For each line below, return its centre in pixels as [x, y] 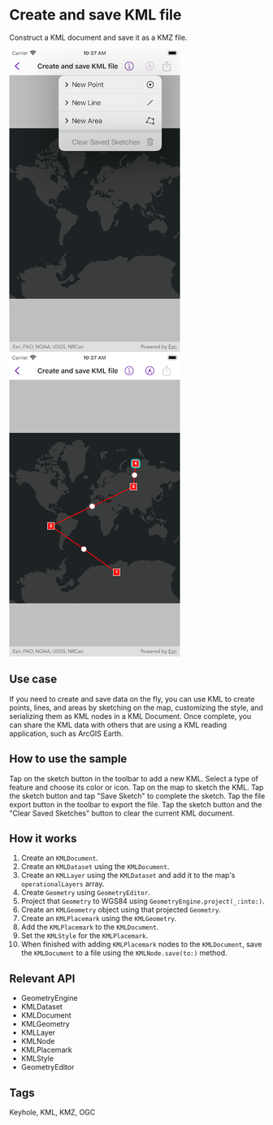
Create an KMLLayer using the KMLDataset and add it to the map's [128, 876]
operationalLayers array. [63, 884]
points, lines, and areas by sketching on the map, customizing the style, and [136, 707]
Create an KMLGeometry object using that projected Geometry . [121, 910]
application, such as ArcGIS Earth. [66, 733]
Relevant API [42, 978]
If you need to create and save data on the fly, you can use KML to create [132, 699]
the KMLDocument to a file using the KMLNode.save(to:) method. [124, 953]
